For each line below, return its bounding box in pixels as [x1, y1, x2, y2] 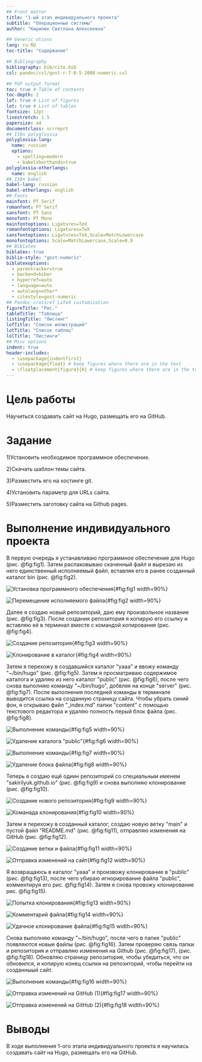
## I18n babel [6, 176, 42, 182]
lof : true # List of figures [6, 98, 79, 104]
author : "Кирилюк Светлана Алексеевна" [6, 25, 106, 32]
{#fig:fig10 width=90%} [76, 809, 135, 816]
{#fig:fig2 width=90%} [105, 596, 161, 604]
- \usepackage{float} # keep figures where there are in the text [11, 361, 182, 367]
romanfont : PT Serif [6, 204, 58, 210]
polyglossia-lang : [6, 137, 52, 143]
